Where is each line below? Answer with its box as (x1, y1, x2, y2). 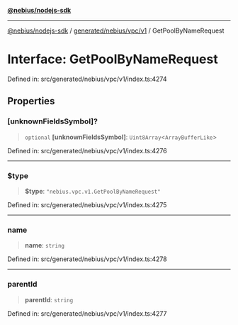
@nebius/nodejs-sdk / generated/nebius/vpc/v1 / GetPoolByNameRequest (7, 26, 225, 35)
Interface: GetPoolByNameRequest (7, 51, 218, 67)
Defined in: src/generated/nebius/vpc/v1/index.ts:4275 (7, 200, 167, 209)
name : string (24, 241, 65, 250)
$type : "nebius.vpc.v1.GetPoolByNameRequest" (24, 187, 161, 195)
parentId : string (24, 295, 74, 304)
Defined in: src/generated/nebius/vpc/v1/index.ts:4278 (7, 255, 168, 263)
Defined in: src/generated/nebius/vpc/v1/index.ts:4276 (7, 146, 168, 155)
